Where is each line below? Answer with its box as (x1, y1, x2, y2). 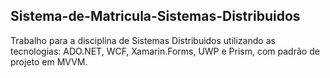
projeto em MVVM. (10, 55, 88, 68)
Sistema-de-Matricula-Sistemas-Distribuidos (10, 8, 301, 25)
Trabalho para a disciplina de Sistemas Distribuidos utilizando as (10, 34, 276, 46)
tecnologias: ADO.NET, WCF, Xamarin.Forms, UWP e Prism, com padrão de (10, 45, 320, 57)
